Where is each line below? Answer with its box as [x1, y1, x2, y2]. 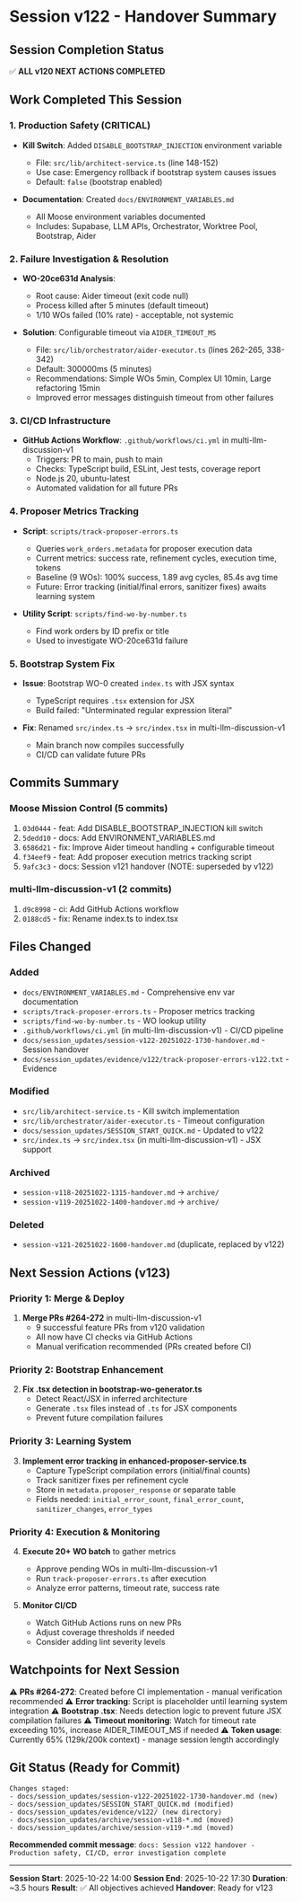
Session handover [21, 1044, 90, 1055]
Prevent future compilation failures [35, 1412, 164, 1423]
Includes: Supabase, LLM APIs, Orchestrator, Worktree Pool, [35, 220, 258, 231]
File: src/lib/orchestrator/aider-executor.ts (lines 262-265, [35, 344, 265, 355]
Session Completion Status [9, 42, 164, 58]
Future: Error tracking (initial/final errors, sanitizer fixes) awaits [35, 581, 267, 592]
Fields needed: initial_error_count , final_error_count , [35, 1493, 245, 1504]
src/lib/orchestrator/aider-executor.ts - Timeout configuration [21, 1115, 266, 1126]
